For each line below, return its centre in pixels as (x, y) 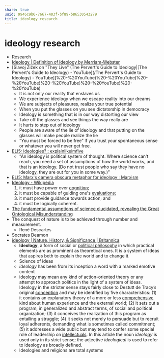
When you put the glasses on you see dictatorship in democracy (84, 109)
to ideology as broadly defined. (51, 345)
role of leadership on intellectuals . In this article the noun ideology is (88, 335)
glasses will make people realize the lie (58, 136)
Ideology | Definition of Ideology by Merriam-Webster (66, 62)
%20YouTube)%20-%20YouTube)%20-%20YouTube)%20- (72, 83)
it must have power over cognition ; (54, 188)
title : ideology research (31, 19)
